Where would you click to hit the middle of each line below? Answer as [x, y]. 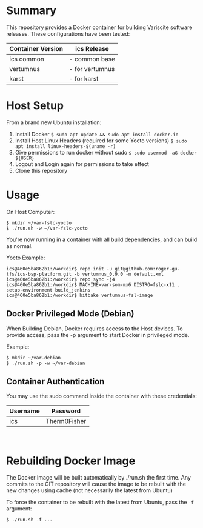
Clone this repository [41, 170]
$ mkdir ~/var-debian [34, 358]
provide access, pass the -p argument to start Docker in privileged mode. [98, 335]
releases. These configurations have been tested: [68, 33]
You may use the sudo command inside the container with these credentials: [101, 396]
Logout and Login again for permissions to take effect [82, 164]
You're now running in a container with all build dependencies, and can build [102, 239]
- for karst [84, 78]
